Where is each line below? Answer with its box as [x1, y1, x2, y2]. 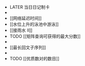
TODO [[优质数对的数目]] [9, 56, 60, 61]
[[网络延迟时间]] [9, 15, 42, 21]
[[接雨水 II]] [9, 27, 33, 33]
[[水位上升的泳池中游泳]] [9, 21, 59, 27]
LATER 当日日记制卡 [9, 4, 50, 10]
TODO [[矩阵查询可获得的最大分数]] [9, 33, 81, 39]
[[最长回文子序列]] [9, 45, 46, 50]
